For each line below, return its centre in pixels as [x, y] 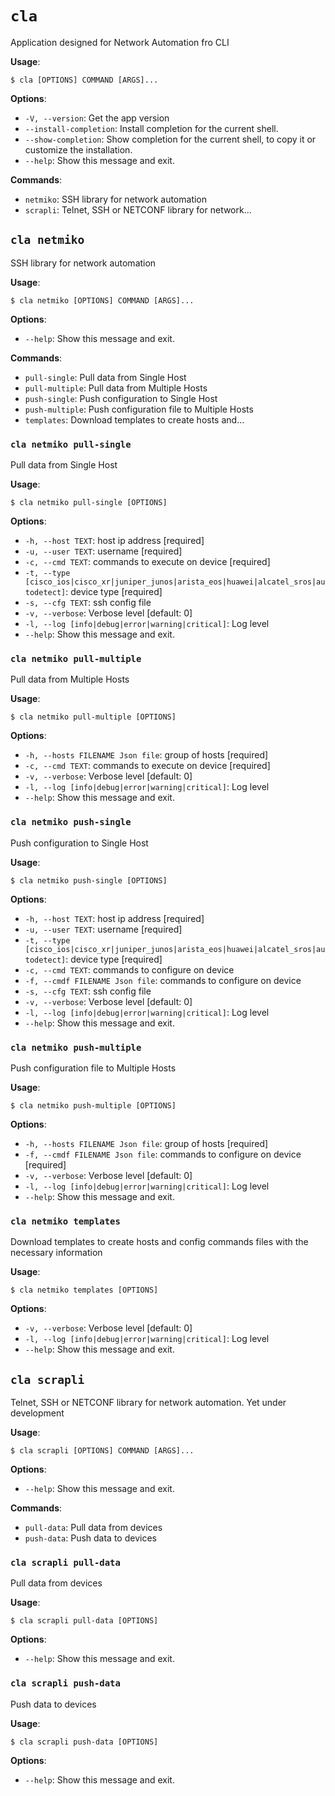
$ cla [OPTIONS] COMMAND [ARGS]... [84, 80]
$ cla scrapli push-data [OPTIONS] [84, 1742]
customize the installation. [78, 149]
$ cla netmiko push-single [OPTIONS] [89, 880]
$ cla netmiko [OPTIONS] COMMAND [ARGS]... [102, 300]
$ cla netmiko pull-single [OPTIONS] [89, 503]
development [37, 1413]
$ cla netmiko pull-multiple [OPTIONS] [93, 717]
